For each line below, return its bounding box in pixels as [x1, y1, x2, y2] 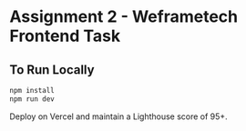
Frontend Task [9, 25, 121, 46]
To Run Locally [9, 62, 95, 77]
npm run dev [9, 94, 55, 104]
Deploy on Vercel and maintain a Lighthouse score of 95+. [9, 111, 228, 122]
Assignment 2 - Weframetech [9, 6, 239, 27]
